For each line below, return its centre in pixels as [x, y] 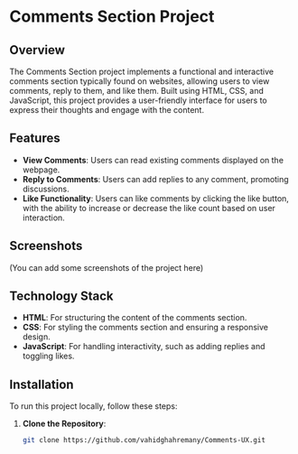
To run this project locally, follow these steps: [93, 406]
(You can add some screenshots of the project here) [107, 267]
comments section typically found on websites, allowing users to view [140, 81]
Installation [42, 384]
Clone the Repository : [64, 424]
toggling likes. [48, 356]
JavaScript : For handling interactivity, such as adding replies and [144, 347]
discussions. [46, 189]
